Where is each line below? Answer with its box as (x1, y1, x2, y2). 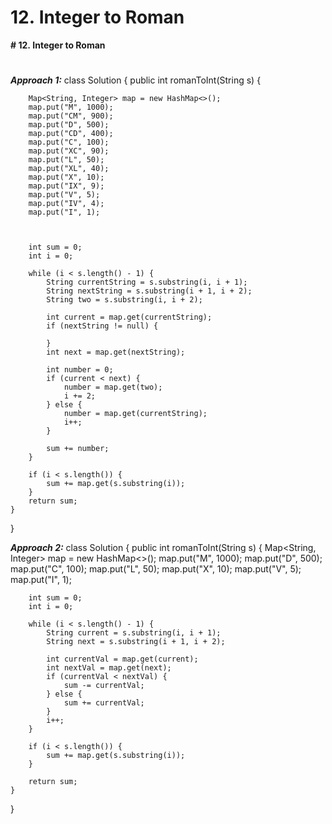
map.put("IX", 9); (28, 181, 105, 191)
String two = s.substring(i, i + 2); (46, 295, 203, 305)
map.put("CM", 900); (28, 111, 114, 121)
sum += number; (46, 444, 110, 454)
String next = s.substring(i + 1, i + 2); (46, 637, 226, 647)
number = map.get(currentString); (63, 409, 208, 419)
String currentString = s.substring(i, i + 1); (46, 277, 248, 288)
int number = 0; (46, 365, 114, 375)
